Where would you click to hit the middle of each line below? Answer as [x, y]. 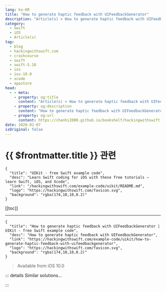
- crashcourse [24, 56]
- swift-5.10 [23, 65]
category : [15, 24]
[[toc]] [12, 208]
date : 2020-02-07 [23, 125]
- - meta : [20, 93]
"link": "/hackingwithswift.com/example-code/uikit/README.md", [77, 186]
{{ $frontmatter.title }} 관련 [61, 155]
